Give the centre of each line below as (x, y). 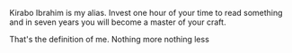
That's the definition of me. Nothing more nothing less (109, 39)
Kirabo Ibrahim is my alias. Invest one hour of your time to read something (146, 13)
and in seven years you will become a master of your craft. (118, 22)
